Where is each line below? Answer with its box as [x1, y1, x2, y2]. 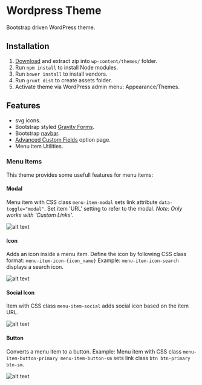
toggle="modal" [6, 206, 45, 212]
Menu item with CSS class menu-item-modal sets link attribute [6, 199, 158, 206]
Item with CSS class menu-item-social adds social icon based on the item [6, 302, 189, 309]
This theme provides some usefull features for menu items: [6, 171, 153, 179]
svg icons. [15, 116, 41, 124]
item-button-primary [6, 355, 59, 361]
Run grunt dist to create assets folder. [15, 76, 112, 84]
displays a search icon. [6, 263, 64, 271]
